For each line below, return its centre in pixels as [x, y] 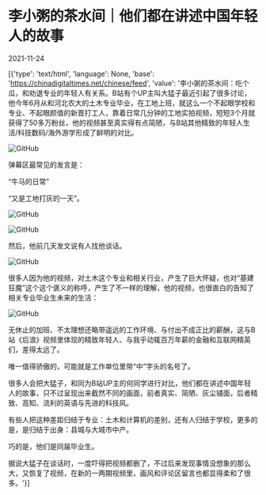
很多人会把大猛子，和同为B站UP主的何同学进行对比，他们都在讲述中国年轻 [130, 383]
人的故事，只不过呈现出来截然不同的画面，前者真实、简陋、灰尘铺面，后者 [129, 393]
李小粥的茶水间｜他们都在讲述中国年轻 [133, 16]
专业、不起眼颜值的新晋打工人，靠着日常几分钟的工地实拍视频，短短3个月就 [132, 112]
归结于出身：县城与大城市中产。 [81, 429]
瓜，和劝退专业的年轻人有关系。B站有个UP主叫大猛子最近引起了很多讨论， [130, 93]
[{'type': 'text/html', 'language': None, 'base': [82, 74]
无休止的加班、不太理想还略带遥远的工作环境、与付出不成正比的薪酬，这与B [132, 330]
